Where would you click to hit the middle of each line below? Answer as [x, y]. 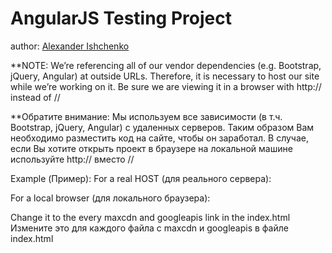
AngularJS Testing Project [121, 18]
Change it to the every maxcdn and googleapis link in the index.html [150, 217]
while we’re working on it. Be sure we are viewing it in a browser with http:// [166, 86]
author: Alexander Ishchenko [70, 46]
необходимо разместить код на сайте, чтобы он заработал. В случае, [159, 138]
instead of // [35, 97]
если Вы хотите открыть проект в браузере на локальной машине [151, 148]
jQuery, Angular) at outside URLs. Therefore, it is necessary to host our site [165, 76]
